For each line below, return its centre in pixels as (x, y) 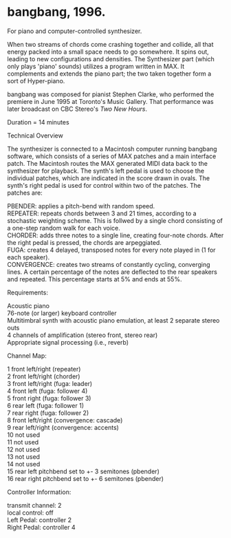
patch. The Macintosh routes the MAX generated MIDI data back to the (108, 163)
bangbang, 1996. (56, 12)
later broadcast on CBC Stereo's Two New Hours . (77, 109)
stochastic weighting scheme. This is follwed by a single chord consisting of (115, 220)
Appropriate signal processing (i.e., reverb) (68, 342)
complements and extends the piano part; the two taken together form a (109, 74)
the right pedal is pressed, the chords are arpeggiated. (84, 242)
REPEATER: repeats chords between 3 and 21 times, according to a (102, 213)
